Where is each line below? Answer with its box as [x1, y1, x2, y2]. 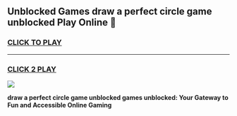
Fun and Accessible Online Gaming [7, 101, 112, 109]
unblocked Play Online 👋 [7, 17, 116, 29]
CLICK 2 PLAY [7, 64, 56, 74]
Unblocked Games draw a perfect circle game [7, 6, 212, 18]
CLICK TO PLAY [7, 38, 62, 48]
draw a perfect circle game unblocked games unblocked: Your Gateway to [7, 93, 229, 101]
